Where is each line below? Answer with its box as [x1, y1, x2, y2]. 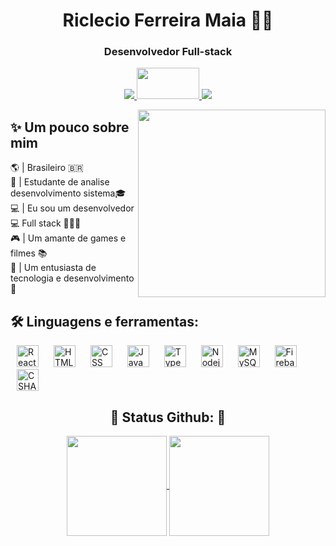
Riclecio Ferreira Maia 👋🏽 [62, 9, 274, 32]
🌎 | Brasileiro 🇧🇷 [10, 162, 84, 174]
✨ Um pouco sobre [10, 119, 130, 136]
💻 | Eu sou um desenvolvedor [10, 202, 135, 214]
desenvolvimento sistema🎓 [10, 187, 127, 199]
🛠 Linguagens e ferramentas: [10, 313, 199, 330]
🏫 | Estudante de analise [10, 176, 110, 188]
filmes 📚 [10, 247, 48, 259]
